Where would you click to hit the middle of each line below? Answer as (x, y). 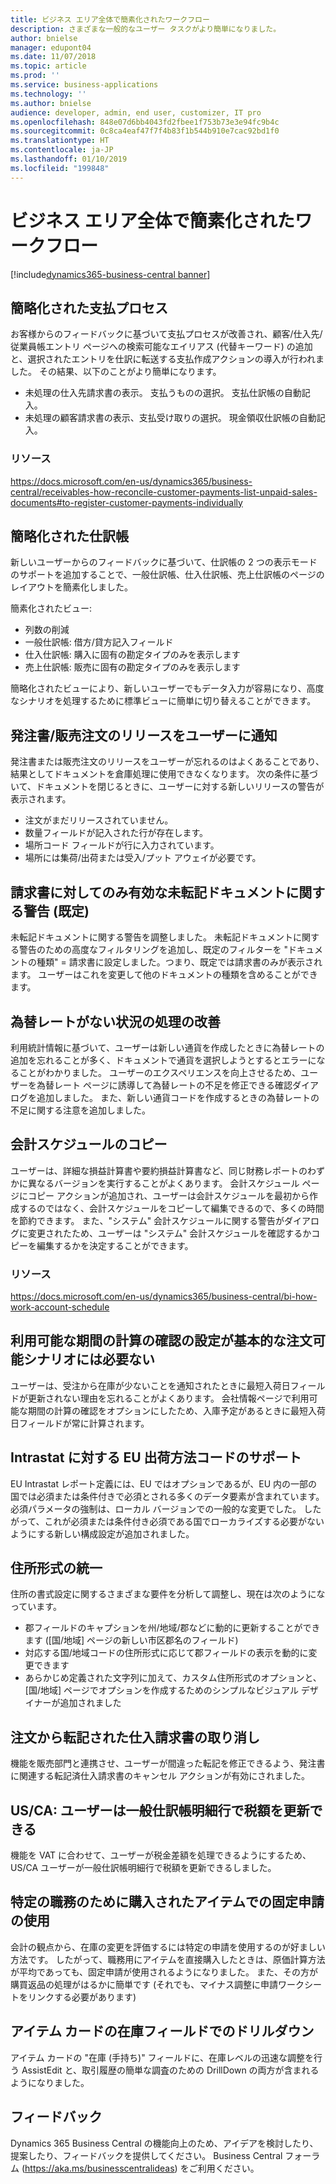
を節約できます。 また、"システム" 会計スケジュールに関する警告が (147, 1220)
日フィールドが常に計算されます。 (80, 1423)
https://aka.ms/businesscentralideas (99, 2168)
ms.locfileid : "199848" (60, 168)
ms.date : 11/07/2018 (53, 57)
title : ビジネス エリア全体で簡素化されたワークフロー (110, 19)
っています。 (36, 1607)
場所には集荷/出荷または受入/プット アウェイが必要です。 (143, 858)
